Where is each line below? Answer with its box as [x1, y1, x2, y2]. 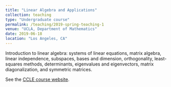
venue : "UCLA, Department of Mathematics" [5, 27, 97, 32]
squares [5, 61, 23, 67]
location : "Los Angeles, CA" [5, 36, 68, 41]
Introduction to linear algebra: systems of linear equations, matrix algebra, [5, 50, 161, 56]
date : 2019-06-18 [5, 31, 42, 36]
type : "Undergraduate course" [5, 17, 70, 22]
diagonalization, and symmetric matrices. [5, 66, 92, 72]
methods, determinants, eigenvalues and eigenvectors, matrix [23, 61, 154, 67]
